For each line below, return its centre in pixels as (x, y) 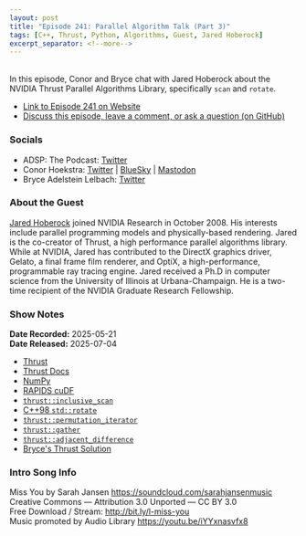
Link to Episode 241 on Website (82, 107)
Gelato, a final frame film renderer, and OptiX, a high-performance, (135, 261)
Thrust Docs (46, 372)
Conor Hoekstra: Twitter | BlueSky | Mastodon (109, 169)
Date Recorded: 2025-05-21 (63, 334)
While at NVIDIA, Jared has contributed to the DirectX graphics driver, (141, 251)
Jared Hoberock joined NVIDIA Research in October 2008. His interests (143, 222)
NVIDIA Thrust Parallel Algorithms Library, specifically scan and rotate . (143, 89)
